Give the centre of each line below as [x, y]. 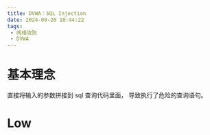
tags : [15, 26]
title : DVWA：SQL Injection [47, 13]
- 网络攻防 [24, 33]
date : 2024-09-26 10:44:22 [46, 20]
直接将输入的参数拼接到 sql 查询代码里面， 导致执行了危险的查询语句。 [107, 95]
